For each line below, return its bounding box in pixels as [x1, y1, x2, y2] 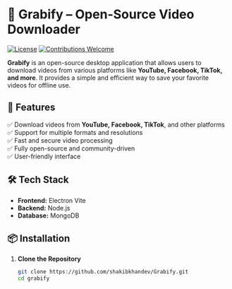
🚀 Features [7, 102, 56, 114]
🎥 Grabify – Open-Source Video [7, 6, 195, 23]
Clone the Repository [17, 254, 81, 264]
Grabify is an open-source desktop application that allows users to [7, 58, 202, 66]
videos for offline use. [7, 81, 71, 89]
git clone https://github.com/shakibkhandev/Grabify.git [17, 269, 189, 276]
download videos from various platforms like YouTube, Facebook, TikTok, [7, 66, 223, 74]
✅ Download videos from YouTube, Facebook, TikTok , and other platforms [7, 120, 226, 129]
